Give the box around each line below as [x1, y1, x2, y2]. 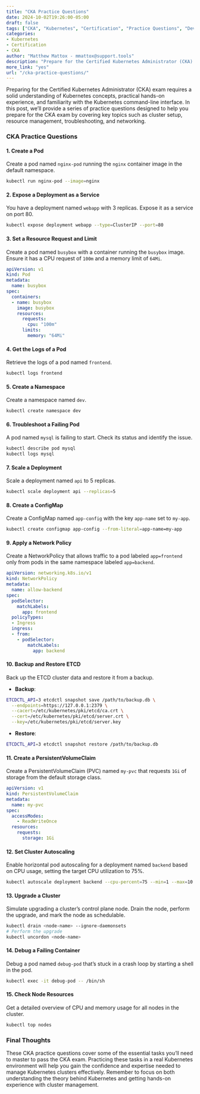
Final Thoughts [6, 1036, 51, 1044]
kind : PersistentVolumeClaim [6, 791, 79, 797]
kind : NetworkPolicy [6, 576, 58, 582]
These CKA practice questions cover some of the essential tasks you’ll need [6, 1049, 193, 1057]
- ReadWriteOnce [17, 818, 58, 825]
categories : [6, 31, 36, 37]
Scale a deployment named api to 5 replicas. [6, 477, 116, 484]
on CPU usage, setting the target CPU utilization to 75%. [6, 868, 145, 875]
